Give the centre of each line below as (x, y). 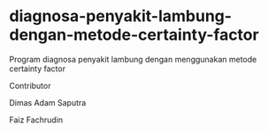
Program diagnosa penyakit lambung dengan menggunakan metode (133, 59)
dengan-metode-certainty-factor (134, 35)
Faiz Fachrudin (36, 120)
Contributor (30, 85)
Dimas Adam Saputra (48, 102)
